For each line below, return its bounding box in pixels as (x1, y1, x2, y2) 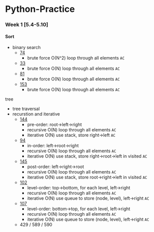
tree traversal (12, 106, 40, 112)
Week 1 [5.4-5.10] (5, 21, 49, 28)
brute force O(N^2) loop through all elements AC (27, 55, 125, 61)
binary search (12, 45, 41, 51)
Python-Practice (5, 3, 75, 15)
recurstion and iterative (12, 111, 61, 117)
